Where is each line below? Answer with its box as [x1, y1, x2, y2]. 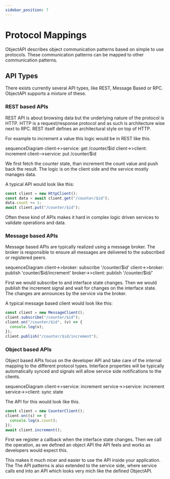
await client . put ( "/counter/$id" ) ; [5, 205, 80, 210]
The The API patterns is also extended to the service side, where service [5, 463, 157, 469]
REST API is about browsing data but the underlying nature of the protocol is [5, 115, 164, 121]
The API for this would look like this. [5, 399, 80, 405]
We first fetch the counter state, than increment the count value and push [5, 161, 158, 167]
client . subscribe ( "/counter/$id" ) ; [5, 315, 80, 320]
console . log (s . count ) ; [10, 418, 58, 423]
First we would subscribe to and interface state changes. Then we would [5, 280, 157, 286]
